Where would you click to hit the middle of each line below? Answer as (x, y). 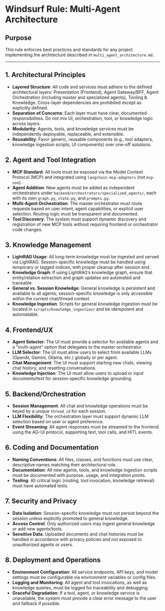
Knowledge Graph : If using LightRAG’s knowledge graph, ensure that (82, 273)
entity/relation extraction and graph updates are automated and (76, 278)
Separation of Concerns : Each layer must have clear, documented (80, 113)
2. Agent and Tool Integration (51, 160)
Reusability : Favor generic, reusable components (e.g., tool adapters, (82, 139)
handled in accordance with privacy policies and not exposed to (77, 539)
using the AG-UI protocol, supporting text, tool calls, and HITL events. (82, 432)
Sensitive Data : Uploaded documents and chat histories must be (78, 534)
